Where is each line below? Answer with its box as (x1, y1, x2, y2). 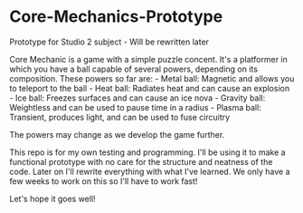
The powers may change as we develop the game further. (9, 129, 225, 140)
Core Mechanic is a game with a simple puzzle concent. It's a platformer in (9, 53, 288, 64)
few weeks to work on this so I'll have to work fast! (9, 175, 198, 187)
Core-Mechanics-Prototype (9, 6, 223, 27)
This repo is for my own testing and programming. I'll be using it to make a (9, 147, 287, 158)
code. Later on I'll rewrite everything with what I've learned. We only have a (9, 166, 290, 177)
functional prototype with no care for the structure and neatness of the (9, 156, 273, 167)
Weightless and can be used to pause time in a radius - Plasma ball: (9, 102, 262, 112)
